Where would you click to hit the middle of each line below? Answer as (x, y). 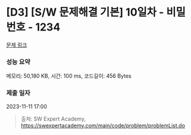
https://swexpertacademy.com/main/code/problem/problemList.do (103, 125)
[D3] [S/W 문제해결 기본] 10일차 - (85, 12)
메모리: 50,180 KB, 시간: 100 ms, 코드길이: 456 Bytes (69, 76)
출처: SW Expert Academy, (53, 119)
